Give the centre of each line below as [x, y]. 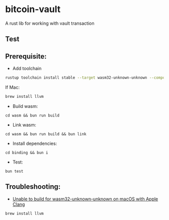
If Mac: [13, 87]
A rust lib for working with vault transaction [50, 23]
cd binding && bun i [27, 152]
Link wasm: [24, 125]
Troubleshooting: [33, 187]
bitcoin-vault [33, 9]
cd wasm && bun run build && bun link [46, 134]
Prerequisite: [26, 56]
